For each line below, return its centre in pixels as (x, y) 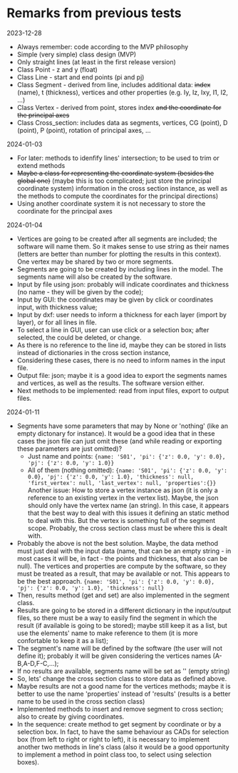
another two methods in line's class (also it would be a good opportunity (123, 747)
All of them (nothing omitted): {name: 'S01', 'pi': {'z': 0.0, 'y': (127, 470)
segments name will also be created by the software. (94, 276)
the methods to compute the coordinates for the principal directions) (118, 196)
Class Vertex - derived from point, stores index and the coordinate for (119, 107)
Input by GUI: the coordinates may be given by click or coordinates (115, 299)
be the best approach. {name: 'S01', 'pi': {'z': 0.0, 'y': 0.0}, (116, 581)
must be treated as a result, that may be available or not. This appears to (123, 574)
